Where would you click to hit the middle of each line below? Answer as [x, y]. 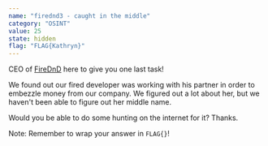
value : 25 [25, 31]
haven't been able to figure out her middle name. [90, 102]
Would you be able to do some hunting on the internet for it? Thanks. [123, 118]
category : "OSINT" [39, 24]
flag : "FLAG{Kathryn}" [47, 46]
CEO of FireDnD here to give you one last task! [86, 69]
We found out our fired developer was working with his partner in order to [132, 85]
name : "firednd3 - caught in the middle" [80, 16]
